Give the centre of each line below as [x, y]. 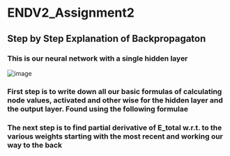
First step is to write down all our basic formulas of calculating [115, 91]
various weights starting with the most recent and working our [115, 136]
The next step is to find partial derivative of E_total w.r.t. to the [115, 127]
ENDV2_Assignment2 [71, 13]
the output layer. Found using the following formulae [98, 109]
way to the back [35, 145]
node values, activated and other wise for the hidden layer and [115, 100]
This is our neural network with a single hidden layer [98, 58]
